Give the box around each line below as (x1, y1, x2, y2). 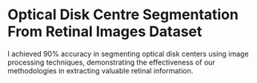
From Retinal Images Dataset (7, 22, 203, 41)
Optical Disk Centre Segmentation (7, 6, 239, 24)
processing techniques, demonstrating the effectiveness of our (7, 57, 215, 67)
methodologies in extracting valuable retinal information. (7, 65, 194, 75)
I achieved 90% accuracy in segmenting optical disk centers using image (7, 49, 249, 58)
